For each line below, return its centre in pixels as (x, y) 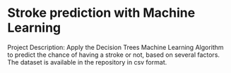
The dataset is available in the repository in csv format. (87, 62)
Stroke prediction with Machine (101, 13)
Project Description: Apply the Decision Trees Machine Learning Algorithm (115, 47)
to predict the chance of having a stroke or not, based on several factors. (114, 55)
